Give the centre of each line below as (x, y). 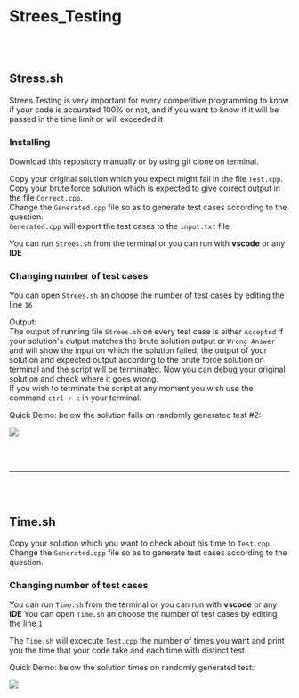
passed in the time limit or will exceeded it (86, 119)
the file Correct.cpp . (46, 198)
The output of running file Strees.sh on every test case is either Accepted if (146, 332)
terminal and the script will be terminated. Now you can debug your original (148, 370)
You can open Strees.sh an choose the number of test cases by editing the (147, 295)
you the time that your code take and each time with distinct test (127, 650)
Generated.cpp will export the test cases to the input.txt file (119, 226)
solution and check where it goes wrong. (84, 379)
